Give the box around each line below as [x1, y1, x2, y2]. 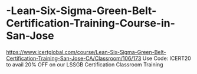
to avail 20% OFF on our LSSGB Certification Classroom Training [6, 60, 163, 68]
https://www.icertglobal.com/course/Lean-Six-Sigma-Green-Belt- [6, 48, 166, 55]
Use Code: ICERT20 [142, 55, 192, 62]
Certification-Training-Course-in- [6, 16, 176, 30]
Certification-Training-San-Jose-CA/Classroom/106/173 [6, 55, 142, 62]
